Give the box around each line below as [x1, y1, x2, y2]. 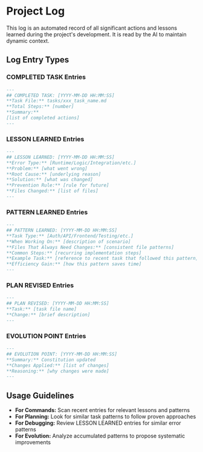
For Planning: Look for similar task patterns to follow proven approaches [14, 413, 196, 420]
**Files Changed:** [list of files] [6, 188, 98, 194]
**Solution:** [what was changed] [6, 177, 94, 183]
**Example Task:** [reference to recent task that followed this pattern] [6, 256, 199, 262]
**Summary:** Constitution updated [6, 356, 96, 363]
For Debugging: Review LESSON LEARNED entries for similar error [14, 419, 181, 427]
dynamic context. [6, 37, 50, 44]
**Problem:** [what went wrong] [6, 165, 88, 171]
